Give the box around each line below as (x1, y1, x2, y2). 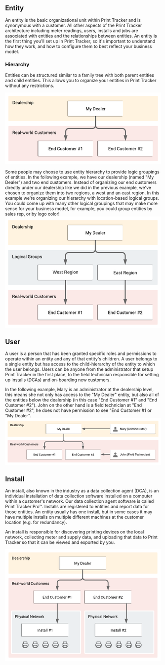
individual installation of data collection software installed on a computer (5, 493, 153, 499)
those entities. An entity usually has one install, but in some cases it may (5, 509, 153, 515)
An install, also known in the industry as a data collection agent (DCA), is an (5, 488, 159, 493)
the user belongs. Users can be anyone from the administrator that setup (5, 366, 154, 372)
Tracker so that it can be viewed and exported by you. (5, 539, 115, 545)
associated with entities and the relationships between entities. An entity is (5, 33, 157, 39)
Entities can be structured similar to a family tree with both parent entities (5, 72, 155, 78)
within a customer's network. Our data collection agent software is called (5, 498, 154, 504)
